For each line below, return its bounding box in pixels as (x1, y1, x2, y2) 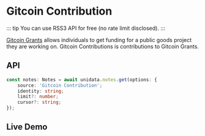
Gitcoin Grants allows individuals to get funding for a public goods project (6, 36, 192, 43)
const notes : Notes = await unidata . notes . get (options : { (6, 76, 157, 83)
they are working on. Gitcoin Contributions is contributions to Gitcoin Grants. (6, 43, 199, 50)
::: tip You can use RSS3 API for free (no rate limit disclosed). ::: (6, 24, 166, 32)
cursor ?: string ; (17, 99, 62, 106)
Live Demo (6, 122, 48, 132)
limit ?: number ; (17, 93, 59, 100)
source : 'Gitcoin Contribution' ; (17, 82, 103, 88)
